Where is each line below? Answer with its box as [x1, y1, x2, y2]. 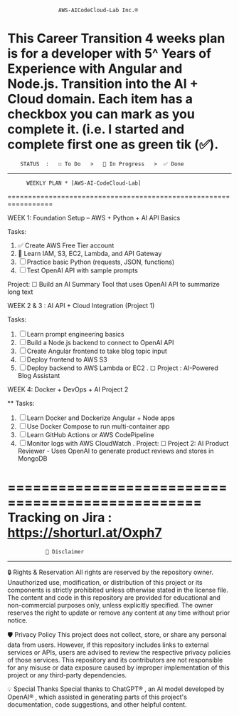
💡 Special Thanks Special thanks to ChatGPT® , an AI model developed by [7, 685, 225, 693]
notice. [7, 615, 28, 624]
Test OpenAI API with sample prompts [26, 266, 139, 275]
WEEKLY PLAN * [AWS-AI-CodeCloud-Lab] [26, 179, 142, 187]
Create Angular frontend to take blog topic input [26, 347, 167, 355]
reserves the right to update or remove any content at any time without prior [7, 608, 230, 617]
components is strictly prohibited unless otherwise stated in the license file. [7, 585, 229, 594]
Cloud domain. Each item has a [7, 91, 193, 107]
